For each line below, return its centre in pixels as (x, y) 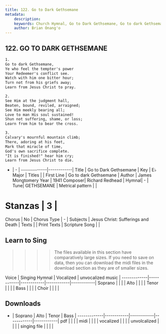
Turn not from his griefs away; (38, 83)
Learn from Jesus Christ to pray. (41, 87)
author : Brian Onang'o (37, 28)
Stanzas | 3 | (31, 206)
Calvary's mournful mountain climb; (43, 138)
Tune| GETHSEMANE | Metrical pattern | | (55, 186)
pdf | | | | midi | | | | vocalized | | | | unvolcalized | (109, 321)
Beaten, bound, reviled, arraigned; (43, 105)
